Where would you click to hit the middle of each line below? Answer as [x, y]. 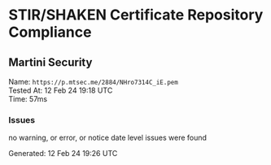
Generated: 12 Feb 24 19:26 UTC [63, 154]
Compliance [50, 32]
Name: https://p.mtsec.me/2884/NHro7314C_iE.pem [94, 82]
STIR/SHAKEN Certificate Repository [136, 15]
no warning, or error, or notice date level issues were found [108, 138]
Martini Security [50, 62]
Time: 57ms [28, 99]
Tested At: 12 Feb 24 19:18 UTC [61, 90]
